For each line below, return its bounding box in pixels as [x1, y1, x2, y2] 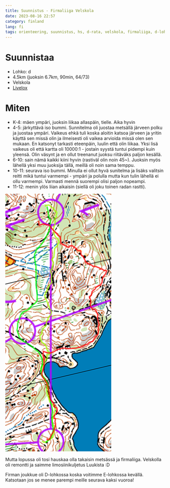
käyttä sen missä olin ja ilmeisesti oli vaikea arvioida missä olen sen [12, 136, 153, 141]
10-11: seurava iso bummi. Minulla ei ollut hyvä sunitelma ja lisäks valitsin [12, 167, 164, 173]
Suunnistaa [5, 52, 55, 63]
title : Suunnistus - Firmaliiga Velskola [5, 8, 94, 13]
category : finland [5, 19, 44, 24]
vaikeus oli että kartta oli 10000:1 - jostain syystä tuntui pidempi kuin [12, 146, 155, 152]
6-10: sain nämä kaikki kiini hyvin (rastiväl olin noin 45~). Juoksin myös [12, 157, 161, 163]
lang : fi [5, 24, 24, 29]
